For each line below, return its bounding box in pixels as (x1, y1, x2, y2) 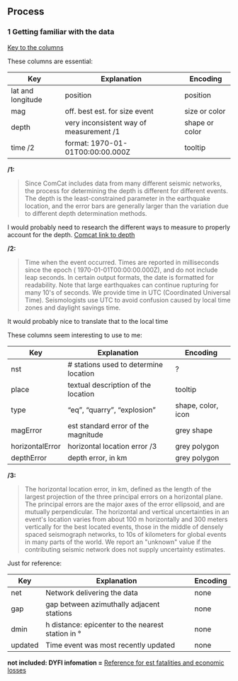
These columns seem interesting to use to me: (7, 330, 143, 339)
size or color (183, 106, 226, 116)
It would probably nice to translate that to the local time (7, 317, 169, 325)
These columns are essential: (7, 57, 93, 65)
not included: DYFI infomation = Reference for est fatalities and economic (7, 658, 225, 667)
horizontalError (11, 441, 62, 451)
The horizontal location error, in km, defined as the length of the (24, 484, 212, 493)
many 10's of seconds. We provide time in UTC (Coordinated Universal (24, 288, 231, 297)
